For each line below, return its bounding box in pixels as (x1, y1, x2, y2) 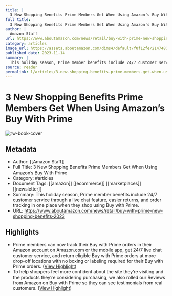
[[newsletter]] (12, 185, 42, 192)
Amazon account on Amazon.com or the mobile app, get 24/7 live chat (12, 247, 162, 253)
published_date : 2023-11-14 (5, 50, 66, 55)
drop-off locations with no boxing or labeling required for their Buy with (12, 258, 163, 264)
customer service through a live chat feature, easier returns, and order (12, 197, 162, 203)
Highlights (5, 228, 39, 237)
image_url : (5, 46, 29, 51)
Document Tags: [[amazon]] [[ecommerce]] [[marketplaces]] (12, 180, 142, 186)
